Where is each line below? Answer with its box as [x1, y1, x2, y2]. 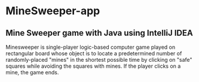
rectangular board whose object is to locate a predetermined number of [5, 50, 182, 57]
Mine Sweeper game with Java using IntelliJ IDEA [5, 28, 194, 38]
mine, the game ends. [5, 69, 59, 75]
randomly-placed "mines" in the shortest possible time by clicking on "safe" [5, 56, 192, 63]
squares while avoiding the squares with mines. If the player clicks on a [5, 62, 181, 70]
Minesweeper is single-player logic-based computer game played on [5, 43, 176, 51]
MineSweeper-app [5, 4, 100, 18]
